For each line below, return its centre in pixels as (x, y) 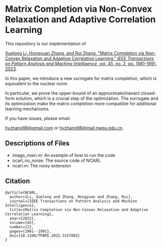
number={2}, (22, 227)
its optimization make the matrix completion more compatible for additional (81, 103)
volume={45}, (23, 222)
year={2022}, (23, 218)
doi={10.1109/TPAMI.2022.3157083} (45, 235)
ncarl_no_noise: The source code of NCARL (56, 160)
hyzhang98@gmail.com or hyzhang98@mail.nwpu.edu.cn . (64, 128)
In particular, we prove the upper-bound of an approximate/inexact (72, 93)
